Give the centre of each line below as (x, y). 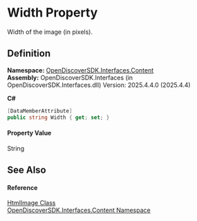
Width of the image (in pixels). (50, 32)
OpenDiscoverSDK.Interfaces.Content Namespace (79, 210)
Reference (22, 187)
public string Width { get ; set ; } (58, 117)
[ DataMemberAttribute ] (40, 111)
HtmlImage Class (31, 203)
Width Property (53, 13)
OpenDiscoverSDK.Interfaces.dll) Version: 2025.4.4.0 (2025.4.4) (99, 85)
